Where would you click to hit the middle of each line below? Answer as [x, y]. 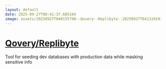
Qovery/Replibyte [42, 43]
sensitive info [19, 62]
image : [12, 19]
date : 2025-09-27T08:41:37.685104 [41, 14]
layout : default [22, 10]
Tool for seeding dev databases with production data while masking [74, 57]
